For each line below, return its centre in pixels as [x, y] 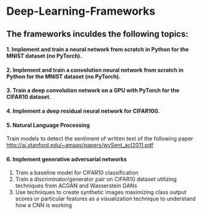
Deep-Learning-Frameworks [81, 11]
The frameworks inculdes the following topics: [97, 34]
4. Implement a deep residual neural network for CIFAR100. [83, 111]
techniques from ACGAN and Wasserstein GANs [76, 186]
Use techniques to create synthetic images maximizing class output [101, 192]
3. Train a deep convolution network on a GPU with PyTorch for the [93, 91]
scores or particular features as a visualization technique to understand [106, 199]
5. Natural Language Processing [48, 125]
